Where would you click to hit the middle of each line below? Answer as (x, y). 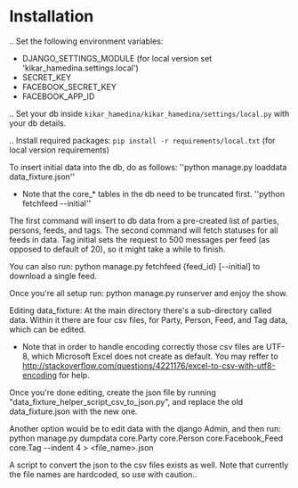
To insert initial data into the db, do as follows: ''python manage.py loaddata (148, 167)
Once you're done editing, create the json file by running (113, 392)
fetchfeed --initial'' (56, 203)
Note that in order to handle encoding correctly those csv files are (143, 346)
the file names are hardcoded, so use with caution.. (103, 474)
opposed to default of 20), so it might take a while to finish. (117, 249)
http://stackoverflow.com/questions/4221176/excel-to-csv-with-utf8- (149, 365)
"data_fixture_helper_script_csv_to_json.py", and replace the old (126, 401)
